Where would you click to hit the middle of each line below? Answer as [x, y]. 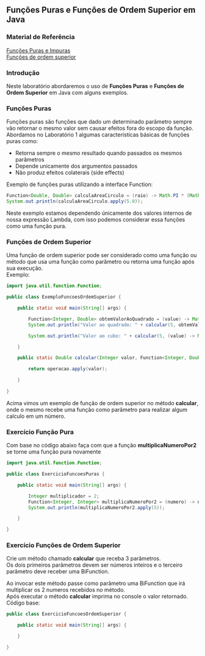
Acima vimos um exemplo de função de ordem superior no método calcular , [102, 403]
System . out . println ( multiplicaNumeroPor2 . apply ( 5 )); [97, 507]
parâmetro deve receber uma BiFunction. [58, 572]
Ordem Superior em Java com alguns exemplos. [67, 92]
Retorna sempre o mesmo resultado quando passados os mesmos [99, 153]
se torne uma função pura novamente [54, 452]
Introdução [23, 73]
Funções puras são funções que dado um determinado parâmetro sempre [99, 122]
